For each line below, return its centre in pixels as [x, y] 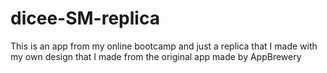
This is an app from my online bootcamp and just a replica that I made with [164, 46]
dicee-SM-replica [85, 18]
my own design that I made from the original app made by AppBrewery [156, 56]
